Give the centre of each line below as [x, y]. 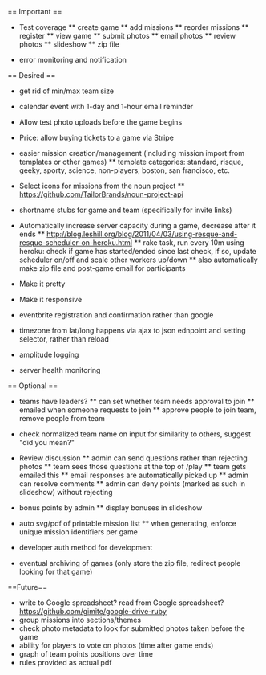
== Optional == [33, 386]
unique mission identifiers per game [78, 532]
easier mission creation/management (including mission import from [132, 153]
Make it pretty [42, 284]
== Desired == [32, 75]
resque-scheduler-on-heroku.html [76, 243]
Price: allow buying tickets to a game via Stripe [96, 137]
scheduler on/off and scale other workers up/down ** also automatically [138, 260]
